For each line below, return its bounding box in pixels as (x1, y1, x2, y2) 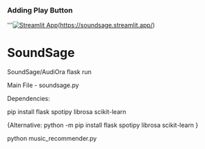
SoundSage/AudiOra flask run (7, 68, 91, 76)
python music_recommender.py (7, 135, 97, 143)
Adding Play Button (7, 5, 74, 15)
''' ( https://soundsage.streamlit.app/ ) (7, 21, 155, 30)
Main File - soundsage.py (7, 81, 79, 89)
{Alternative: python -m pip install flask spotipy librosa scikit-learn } (7, 121, 199, 129)
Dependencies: (7, 95, 50, 103)
